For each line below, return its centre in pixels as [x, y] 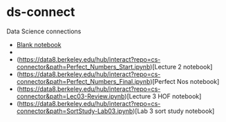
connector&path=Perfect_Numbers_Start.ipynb [83, 67]
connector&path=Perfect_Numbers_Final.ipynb [83, 81]
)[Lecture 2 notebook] [181, 67]
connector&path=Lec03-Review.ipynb [70, 96]
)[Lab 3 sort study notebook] [174, 111]
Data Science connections [44, 31]
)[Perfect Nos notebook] [185, 81]
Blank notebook [39, 44]
